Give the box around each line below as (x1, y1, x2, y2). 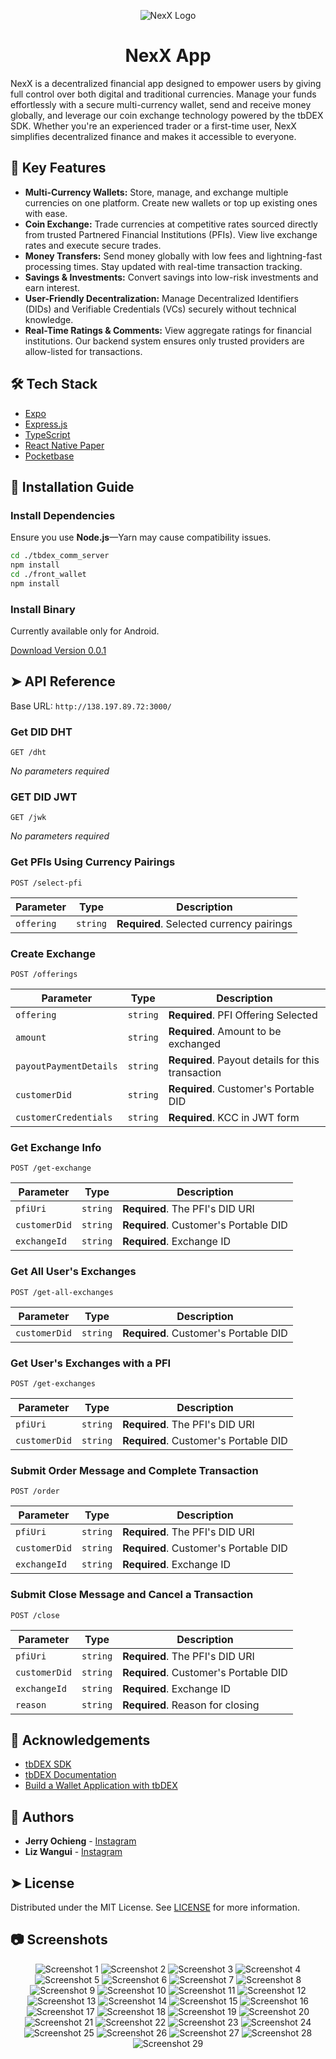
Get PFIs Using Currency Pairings (10, 855, 176, 869)
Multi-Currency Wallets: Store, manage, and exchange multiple (24, 186, 289, 198)
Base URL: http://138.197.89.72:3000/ (10, 700, 172, 712)
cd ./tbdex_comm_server (10, 551, 110, 561)
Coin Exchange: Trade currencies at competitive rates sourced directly (24, 218, 318, 230)
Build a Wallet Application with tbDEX (24, 1780, 178, 1792)
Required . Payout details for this (168, 1053, 320, 1067)
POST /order (10, 1486, 60, 1497)
